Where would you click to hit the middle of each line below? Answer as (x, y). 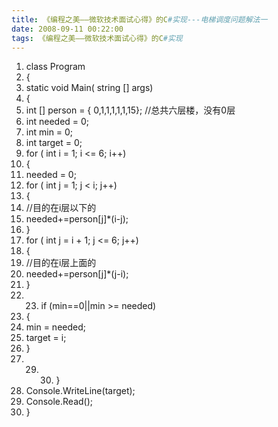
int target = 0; (54, 143)
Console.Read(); (59, 402)
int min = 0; (49, 132)
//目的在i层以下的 (61, 208)
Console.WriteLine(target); (80, 391)
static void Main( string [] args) (89, 88)
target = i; (46, 338)
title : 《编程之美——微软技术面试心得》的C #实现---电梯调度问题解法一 (139, 19)
